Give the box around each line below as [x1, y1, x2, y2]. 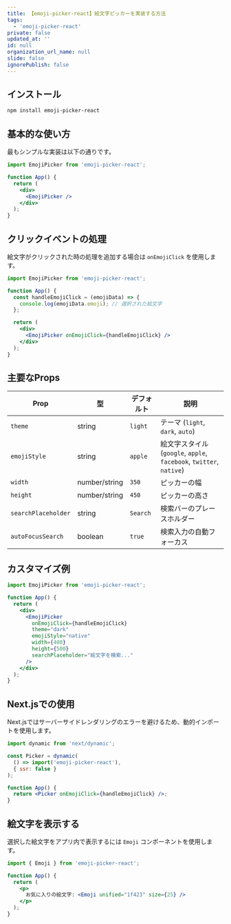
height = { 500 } [32, 646, 69, 653]
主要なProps [7, 371, 60, 383]
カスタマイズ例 [7, 563, 71, 575]
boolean [77, 532, 104, 542]
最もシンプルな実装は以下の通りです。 [7, 147, 115, 156]
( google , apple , [160, 449, 208, 458]
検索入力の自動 [160, 527, 209, 537]
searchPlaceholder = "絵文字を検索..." [32, 652, 134, 659]
